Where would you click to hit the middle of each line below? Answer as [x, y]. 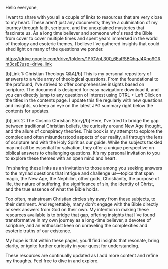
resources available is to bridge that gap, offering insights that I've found [80, 215]
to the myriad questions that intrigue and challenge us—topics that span [80, 173]
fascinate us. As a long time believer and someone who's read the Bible [79, 33]
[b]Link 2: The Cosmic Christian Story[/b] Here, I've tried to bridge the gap [82, 121]
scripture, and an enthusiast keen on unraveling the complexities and [76, 226]
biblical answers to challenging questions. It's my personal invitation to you [83, 153]
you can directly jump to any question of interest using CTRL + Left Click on [83, 95]
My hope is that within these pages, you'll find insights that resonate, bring [82, 241]
